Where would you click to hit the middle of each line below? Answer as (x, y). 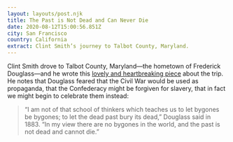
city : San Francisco (37, 33)
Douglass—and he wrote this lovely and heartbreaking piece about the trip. (115, 73)
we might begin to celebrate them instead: (68, 96)
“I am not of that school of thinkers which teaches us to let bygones (122, 109)
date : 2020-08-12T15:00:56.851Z (54, 27)
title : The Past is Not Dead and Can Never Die (78, 20)
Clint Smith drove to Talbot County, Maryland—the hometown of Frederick (114, 66)
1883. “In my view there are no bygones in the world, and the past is (122, 124)
